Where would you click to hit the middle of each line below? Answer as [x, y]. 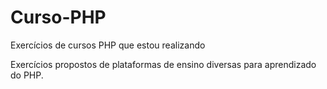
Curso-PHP [58, 17]
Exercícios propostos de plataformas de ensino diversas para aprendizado [163, 64]
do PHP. [27, 75]
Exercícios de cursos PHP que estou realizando [108, 45]
